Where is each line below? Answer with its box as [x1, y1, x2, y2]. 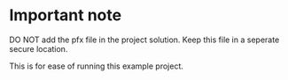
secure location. [9, 43, 68, 54]
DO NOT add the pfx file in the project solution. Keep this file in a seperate [9, 34, 280, 45]
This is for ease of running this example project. [9, 61, 183, 71]
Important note [9, 5, 122, 25]
